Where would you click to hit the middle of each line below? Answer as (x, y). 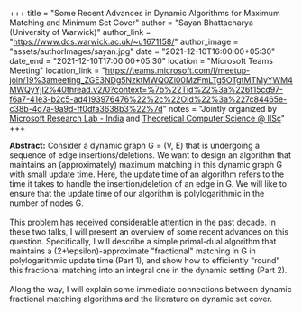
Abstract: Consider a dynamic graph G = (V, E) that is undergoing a (134, 145)
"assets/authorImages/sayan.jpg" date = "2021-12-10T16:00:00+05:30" (142, 51)
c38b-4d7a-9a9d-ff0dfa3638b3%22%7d (87, 109)
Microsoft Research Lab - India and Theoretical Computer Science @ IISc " (147, 118)
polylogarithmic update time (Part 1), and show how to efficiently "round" (145, 260)
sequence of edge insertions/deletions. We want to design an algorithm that (150, 155)
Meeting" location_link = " (57, 70)
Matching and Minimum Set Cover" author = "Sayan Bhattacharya (132, 23)
